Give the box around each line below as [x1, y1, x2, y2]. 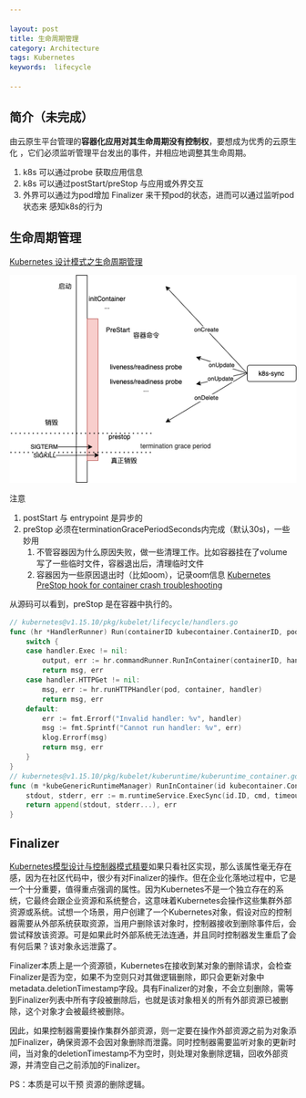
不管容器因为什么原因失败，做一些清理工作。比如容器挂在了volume [36, 546, 288, 557]
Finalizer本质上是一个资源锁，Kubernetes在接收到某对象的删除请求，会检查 [9, 960, 292, 971]
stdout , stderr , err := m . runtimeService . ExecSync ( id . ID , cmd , [25, 790, 271, 800]
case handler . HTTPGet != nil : [25, 675, 141, 685]
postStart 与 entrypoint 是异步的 [22, 512, 143, 523]
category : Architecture [9, 44, 100, 53]
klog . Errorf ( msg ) [42, 733, 107, 743]
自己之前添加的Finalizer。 [48, 1060, 146, 1071]
